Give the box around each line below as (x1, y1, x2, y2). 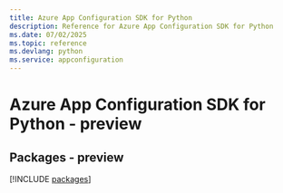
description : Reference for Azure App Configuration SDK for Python (9, 22, 274, 31)
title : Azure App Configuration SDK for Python (9, 13, 193, 23)
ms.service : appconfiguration (9, 55, 124, 64)
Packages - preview (9, 150, 124, 165)
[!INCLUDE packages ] (9, 174, 92, 184)
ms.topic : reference (9, 38, 88, 48)
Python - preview (9, 114, 142, 134)
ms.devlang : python (9, 47, 83, 56)
